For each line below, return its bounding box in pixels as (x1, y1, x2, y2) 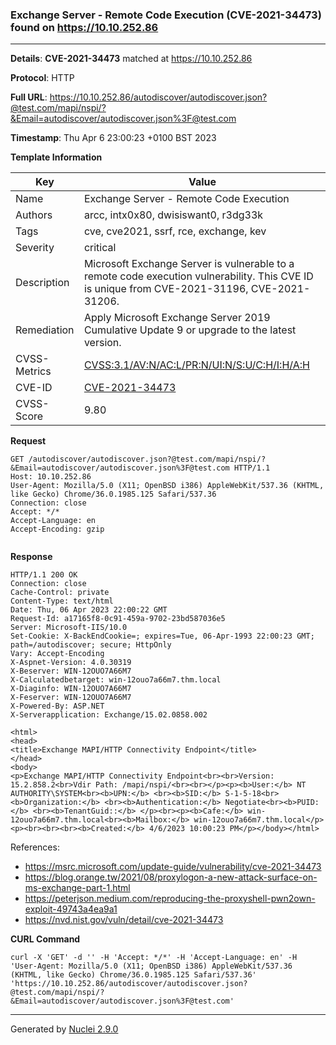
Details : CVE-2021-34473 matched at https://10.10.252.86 (10, 53, 253, 65)
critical (83, 241, 117, 255)
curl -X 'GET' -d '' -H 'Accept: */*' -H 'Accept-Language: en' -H (10, 953, 298, 963)
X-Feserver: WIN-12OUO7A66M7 (10, 693, 132, 703)
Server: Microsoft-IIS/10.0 (10, 623, 128, 633)
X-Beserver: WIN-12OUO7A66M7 (10, 666, 132, 677)
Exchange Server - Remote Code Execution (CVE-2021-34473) (10, 8, 322, 22)
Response (10, 551, 53, 563)
